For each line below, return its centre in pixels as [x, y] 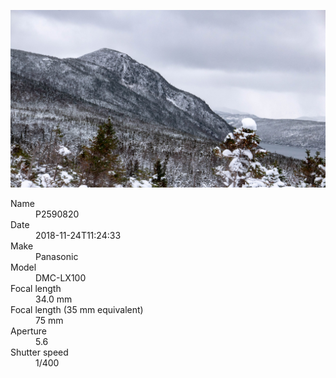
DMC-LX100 [61, 277]
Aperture [28, 331]
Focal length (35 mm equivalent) [77, 309]
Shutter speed [39, 352]
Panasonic [57, 256]
